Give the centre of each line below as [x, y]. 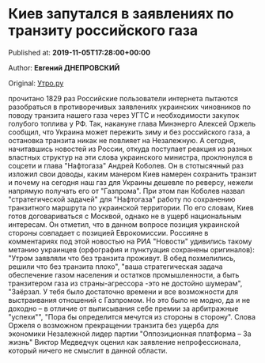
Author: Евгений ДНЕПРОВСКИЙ [64, 67]
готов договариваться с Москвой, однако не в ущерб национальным [125, 216]
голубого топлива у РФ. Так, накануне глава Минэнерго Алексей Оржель [132, 123]
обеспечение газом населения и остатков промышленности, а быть [124, 274]
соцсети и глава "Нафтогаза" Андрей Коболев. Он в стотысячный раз [126, 165]
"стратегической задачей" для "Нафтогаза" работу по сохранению [122, 199]
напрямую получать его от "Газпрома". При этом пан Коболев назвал [127, 191]
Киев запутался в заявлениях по [121, 14]
